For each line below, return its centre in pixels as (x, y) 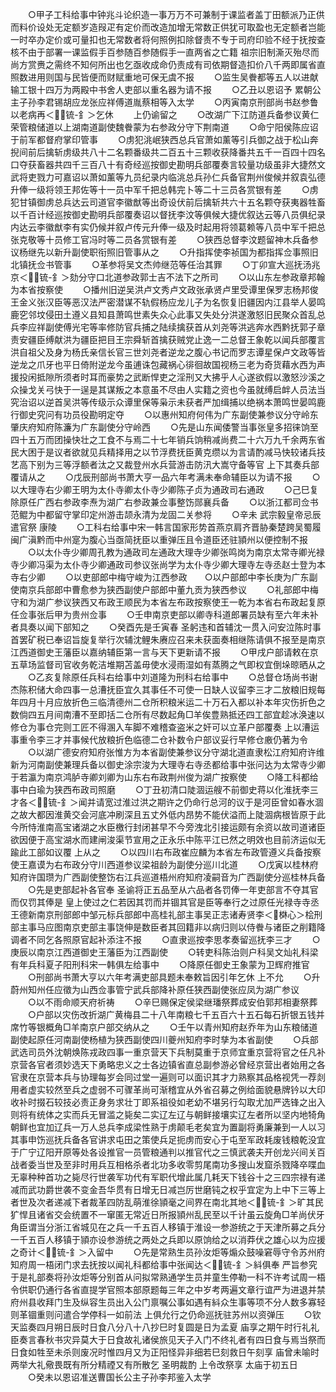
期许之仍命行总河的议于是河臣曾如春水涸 (240, 802)
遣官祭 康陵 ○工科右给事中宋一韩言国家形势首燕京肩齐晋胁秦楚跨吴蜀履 (166, 527)
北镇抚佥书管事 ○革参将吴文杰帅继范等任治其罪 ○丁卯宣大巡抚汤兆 (165, 264)
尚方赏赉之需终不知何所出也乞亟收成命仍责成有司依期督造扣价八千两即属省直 (168, 64)
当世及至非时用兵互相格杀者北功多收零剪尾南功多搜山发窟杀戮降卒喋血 (181, 1164)
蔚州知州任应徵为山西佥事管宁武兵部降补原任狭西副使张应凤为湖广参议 (155, 989)
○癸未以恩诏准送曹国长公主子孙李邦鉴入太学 (119, 1377)
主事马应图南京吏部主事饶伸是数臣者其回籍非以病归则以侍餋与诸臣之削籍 (167, 927)
